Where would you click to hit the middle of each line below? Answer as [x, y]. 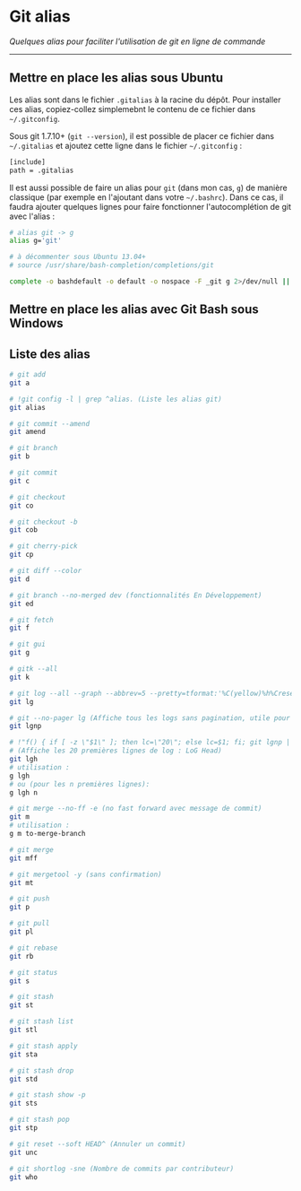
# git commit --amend [50, 423]
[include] [28, 162]
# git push [30, 899]
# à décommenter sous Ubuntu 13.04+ [77, 257]
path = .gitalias [42, 170]
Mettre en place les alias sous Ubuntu [116, 78]
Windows [36, 323]
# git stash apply [43, 1046]
